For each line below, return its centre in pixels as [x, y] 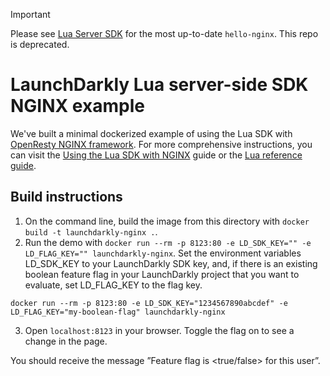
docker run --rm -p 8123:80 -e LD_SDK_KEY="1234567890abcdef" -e [149, 303]
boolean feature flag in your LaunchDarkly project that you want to [162, 274]
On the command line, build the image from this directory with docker [167, 221]
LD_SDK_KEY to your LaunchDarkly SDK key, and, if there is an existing [171, 263]
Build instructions [66, 197]
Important [30, 14]
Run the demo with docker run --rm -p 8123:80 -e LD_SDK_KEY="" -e [168, 242]
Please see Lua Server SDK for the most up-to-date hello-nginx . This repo [164, 33]
